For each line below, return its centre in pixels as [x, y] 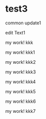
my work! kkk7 [20, 111]
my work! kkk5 [20, 91]
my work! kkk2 [21, 62]
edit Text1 [15, 32]
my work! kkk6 [21, 101]
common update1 [23, 23]
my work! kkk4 [21, 82]
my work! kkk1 [20, 52]
